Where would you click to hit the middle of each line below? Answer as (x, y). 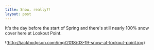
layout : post (18, 14)
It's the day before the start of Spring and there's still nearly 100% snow (77, 28)
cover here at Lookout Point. (33, 33)
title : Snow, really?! (28, 9)
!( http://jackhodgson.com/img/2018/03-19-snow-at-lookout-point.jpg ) (75, 42)
